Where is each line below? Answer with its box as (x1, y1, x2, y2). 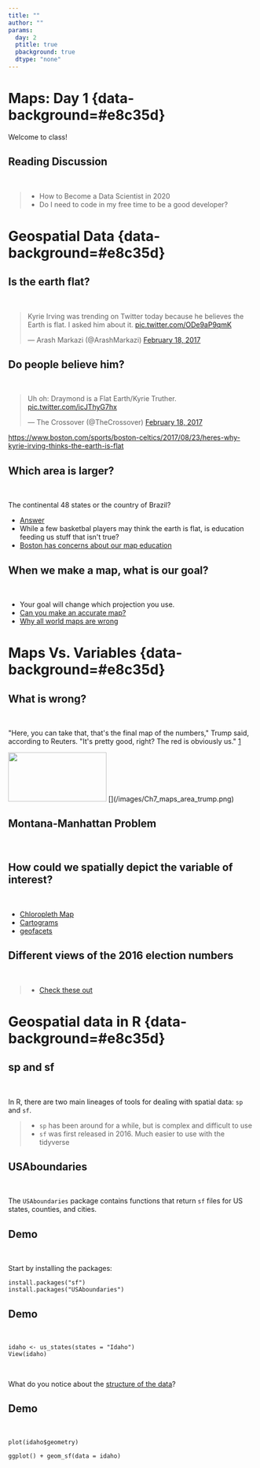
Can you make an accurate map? (19, 608, 126, 618)
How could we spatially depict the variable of (8, 860, 233, 875)
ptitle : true (15, 41, 58, 49)
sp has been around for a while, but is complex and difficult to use (38, 1121, 253, 1130)
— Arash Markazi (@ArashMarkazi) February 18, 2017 (27, 335, 201, 344)
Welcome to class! (8, 132, 68, 142)
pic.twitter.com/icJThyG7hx (27, 403, 118, 412)
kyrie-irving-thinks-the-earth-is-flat (8, 441, 124, 451)
